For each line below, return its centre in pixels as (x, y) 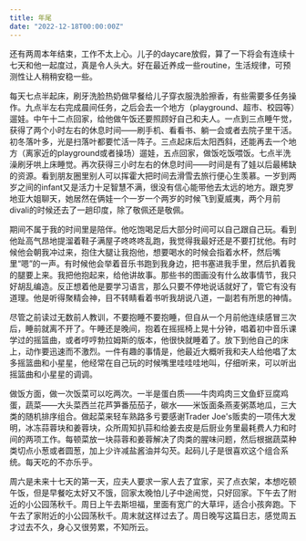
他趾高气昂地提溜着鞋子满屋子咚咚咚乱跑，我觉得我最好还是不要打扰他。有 (149, 240)
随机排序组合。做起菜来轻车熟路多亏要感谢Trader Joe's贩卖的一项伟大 (157, 416)
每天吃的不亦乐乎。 (61, 462)
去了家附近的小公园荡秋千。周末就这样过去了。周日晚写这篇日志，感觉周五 (157, 515)
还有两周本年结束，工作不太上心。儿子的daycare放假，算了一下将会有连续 (148, 53)
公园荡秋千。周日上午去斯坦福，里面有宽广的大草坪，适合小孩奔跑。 (161, 504)
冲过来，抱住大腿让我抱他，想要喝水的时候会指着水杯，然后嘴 (164, 252)
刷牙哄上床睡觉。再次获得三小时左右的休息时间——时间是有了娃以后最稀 (153, 164)
